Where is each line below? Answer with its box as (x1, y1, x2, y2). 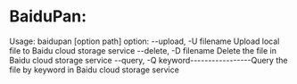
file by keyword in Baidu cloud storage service (9, 64, 180, 75)
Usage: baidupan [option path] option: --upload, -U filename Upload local (9, 36, 280, 46)
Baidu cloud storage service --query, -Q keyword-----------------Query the (9, 55, 288, 65)
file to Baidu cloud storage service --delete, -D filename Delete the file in (9, 45, 276, 55)
